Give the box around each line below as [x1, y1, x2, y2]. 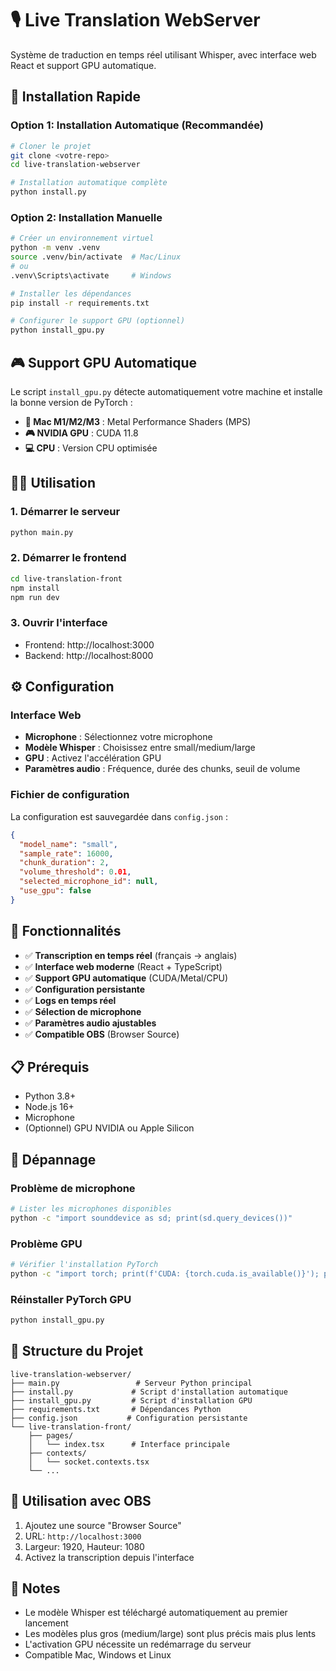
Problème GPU [10, 1237, 83, 1251]
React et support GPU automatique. [10, 59, 157, 71]
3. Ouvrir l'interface [10, 616, 108, 630]
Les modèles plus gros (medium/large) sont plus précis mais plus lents [24, 1628, 317, 1640]
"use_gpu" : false [19, 886, 92, 896]
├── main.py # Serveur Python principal [10, 1378, 253, 1388]
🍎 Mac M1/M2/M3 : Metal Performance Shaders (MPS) [24, 415, 252, 427]
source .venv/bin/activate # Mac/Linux [10, 252, 182, 262]
